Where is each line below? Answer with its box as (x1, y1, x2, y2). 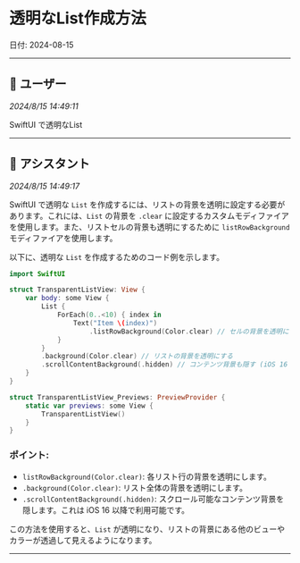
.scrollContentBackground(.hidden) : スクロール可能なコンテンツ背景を (21, 493, 285, 504)
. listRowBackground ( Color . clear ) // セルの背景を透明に (88, 327, 289, 336)
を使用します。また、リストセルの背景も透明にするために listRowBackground (9, 221, 290, 232)
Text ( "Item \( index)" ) (72, 318, 158, 327)
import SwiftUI (9, 269, 66, 278)
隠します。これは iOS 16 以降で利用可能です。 (21, 504, 190, 515)
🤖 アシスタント (9, 156, 90, 172)
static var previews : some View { (25, 401, 154, 410)
